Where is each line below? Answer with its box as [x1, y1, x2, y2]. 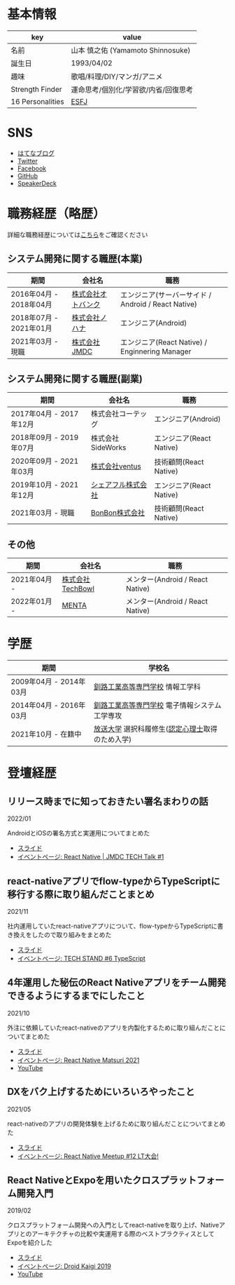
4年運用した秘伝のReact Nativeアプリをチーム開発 [7, 976, 227, 989]
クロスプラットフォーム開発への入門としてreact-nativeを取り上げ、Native [7, 1221, 220, 1230]
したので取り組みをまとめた [31, 931, 112, 938]
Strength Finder [10, 84, 62, 94]
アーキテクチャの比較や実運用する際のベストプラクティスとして [31, 1230, 215, 1238]
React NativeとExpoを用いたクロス [7, 1174, 160, 1186]
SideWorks [90, 443, 127, 452]
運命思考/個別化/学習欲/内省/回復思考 [71, 85, 194, 95]
